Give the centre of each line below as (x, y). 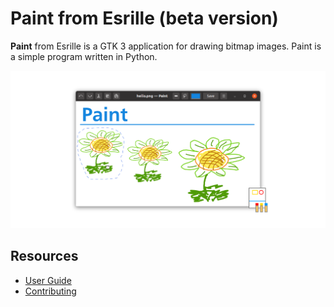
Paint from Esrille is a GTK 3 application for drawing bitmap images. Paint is (166, 46)
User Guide (48, 280)
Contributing (50, 291)
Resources (44, 256)
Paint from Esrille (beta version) (144, 18)
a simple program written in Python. (84, 56)
